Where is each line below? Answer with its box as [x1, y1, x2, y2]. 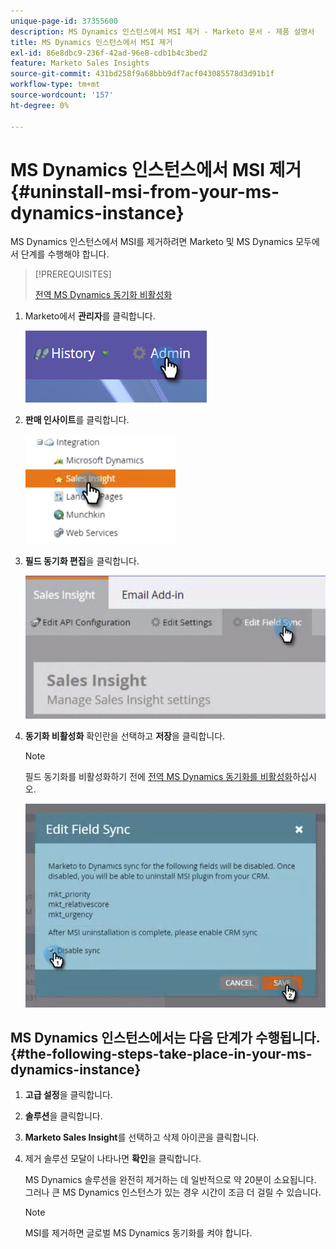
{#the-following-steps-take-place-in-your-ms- [10, 1045, 313, 1062]
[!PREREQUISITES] [34, 268, 112, 280]
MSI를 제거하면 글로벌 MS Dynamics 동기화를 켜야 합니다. [24, 1227, 253, 1239]
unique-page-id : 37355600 [10, 16, 118, 26]
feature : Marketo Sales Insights [10, 58, 150, 69]
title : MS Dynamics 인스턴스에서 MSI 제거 [10, 37, 173, 47]
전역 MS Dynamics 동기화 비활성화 [34, 289, 173, 301]
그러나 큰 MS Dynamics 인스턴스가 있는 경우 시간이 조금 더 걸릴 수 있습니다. [24, 1186, 322, 1199]
